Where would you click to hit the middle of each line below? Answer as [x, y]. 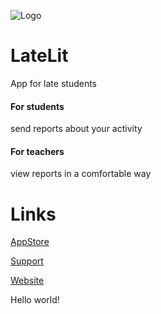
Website [27, 281]
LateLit [39, 56]
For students [37, 106]
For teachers [37, 151]
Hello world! [35, 300]
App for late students [53, 83]
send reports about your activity [76, 129]
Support [27, 261]
